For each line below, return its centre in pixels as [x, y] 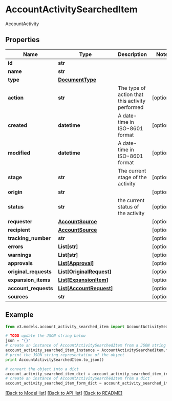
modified [19, 152]
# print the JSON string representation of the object [65, 355]
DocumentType [77, 80]
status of [128, 206]
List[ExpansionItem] [83, 280]
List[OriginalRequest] [85, 272]
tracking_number [29, 238]
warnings [20, 255]
